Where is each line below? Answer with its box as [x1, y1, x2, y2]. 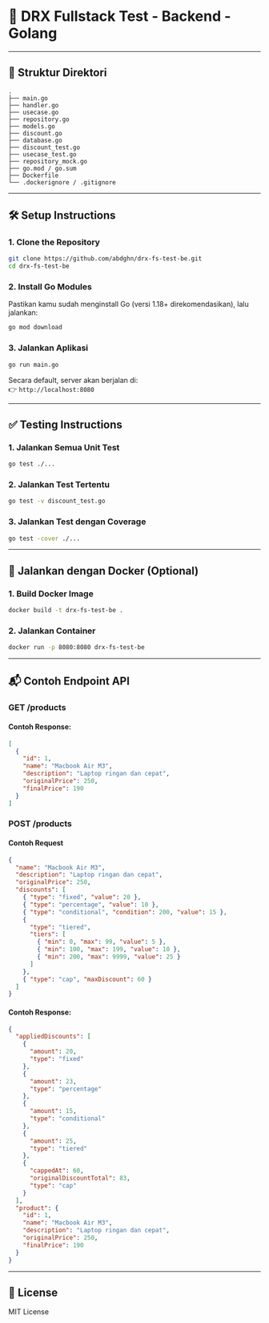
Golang [8, 24, 58, 42]
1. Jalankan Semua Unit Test [8, 442, 120, 453]
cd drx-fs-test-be [8, 262, 70, 271]
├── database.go [8, 136, 62, 144]
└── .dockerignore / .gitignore [8, 178, 116, 187]
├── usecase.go [8, 108, 59, 116]
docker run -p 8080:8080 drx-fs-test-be [8, 643, 146, 651]
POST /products [8, 818, 72, 829]
